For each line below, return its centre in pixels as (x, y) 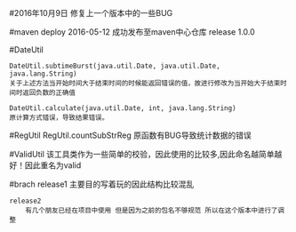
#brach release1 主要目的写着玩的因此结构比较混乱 (102, 184)
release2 (25, 201)
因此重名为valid (53, 165)
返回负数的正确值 (48, 92)
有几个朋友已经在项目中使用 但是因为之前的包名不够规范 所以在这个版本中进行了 (152, 211)
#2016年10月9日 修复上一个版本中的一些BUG (91, 13)
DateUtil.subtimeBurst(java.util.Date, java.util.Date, (115, 66)
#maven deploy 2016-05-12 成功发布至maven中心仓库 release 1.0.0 (132, 32)
